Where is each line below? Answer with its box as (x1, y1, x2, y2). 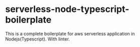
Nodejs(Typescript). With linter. (5, 36, 70, 42)
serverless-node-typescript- (5, 3, 129, 15)
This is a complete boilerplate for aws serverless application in (5, 30, 135, 36)
